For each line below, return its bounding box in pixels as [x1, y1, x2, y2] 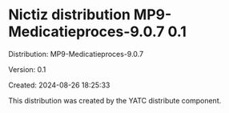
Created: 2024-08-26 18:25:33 [8, 80, 110, 90]
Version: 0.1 [8, 64, 46, 74]
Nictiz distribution [8, 6, 131, 24]
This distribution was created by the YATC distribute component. [8, 95, 222, 105]
